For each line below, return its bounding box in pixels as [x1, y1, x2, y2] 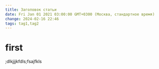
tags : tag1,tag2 [5, 21, 39, 26]
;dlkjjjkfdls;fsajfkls [5, 59, 42, 65]
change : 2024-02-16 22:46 [5, 16, 59, 21]
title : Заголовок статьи [5, 7, 57, 12]
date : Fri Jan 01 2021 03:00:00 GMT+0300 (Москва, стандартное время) [5, 12, 155, 17]
